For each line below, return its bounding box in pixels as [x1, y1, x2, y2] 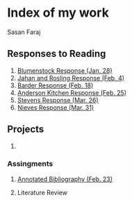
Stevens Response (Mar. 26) [17, 96, 99, 104]
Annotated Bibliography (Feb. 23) [17, 175, 113, 183]
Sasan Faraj [7, 28, 41, 36]
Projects [7, 124, 44, 135]
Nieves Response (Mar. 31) [17, 103, 94, 112]
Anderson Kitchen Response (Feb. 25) [17, 88, 127, 96]
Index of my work [7, 5, 110, 21]
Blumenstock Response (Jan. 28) [17, 66, 112, 74]
